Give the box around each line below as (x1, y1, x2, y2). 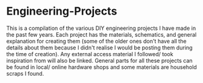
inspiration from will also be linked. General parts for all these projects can (6, 57, 193, 64)
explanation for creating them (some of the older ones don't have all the (6, 37, 187, 45)
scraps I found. (6, 70, 45, 77)
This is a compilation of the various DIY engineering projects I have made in (6, 24, 196, 32)
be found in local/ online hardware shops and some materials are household (6, 63, 197, 71)
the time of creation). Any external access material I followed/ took (6, 50, 174, 57)
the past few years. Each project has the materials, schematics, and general (6, 31, 197, 38)
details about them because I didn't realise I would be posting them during (6, 44, 193, 51)
